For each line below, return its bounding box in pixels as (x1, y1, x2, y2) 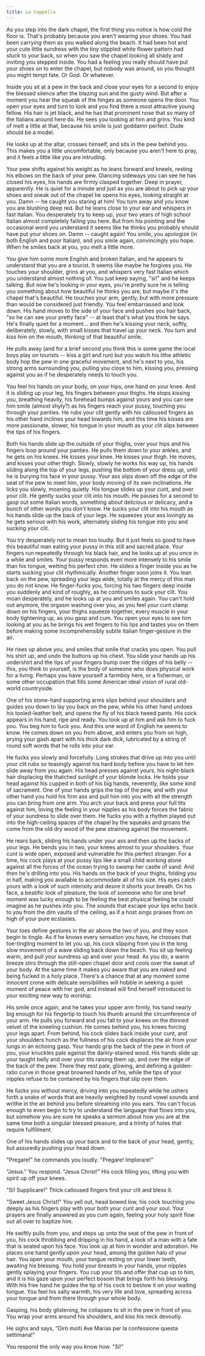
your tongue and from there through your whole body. (6, 1294, 142, 1302)
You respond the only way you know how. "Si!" (6, 1343, 124, 1350)
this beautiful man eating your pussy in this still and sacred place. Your (6, 542, 184, 550)
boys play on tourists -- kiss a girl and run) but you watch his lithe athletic (6, 351, 192, 358)
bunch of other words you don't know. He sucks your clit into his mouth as (6, 505, 193, 512)
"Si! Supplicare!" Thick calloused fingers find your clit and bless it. (6, 1186, 173, 1193)
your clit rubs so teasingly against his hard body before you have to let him (6, 760, 194, 767)
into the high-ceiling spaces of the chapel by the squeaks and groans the (6, 819, 190, 826)
